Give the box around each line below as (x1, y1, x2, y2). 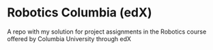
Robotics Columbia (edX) (7, 5, 152, 21)
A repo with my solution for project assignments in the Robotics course (7, 27, 207, 36)
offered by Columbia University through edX (7, 34, 132, 42)
